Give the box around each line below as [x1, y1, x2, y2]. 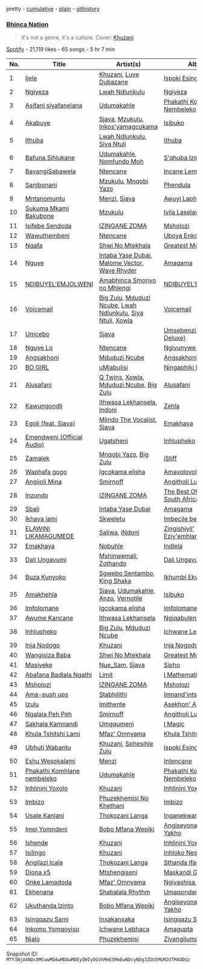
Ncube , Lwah [98, 301, 137, 309]
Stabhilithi [98, 690, 127, 699]
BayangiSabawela [25, 167, 76, 176]
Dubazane [98, 78, 129, 87]
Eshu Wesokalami [25, 757, 76, 766]
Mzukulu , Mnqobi [98, 177, 149, 185]
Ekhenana [25, 888, 54, 896]
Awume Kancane [25, 614, 74, 623]
